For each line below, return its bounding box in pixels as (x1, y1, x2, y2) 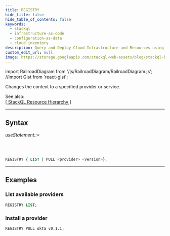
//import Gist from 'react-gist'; (5, 74, 68, 80)
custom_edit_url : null (5, 50, 53, 55)
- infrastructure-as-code (10, 31, 65, 36)
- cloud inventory (10, 41, 49, 46)
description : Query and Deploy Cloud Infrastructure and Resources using (5, 45, 164, 50)
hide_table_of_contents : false (5, 17, 71, 22)
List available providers (5, 191, 64, 198)
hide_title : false (5, 12, 44, 17)
